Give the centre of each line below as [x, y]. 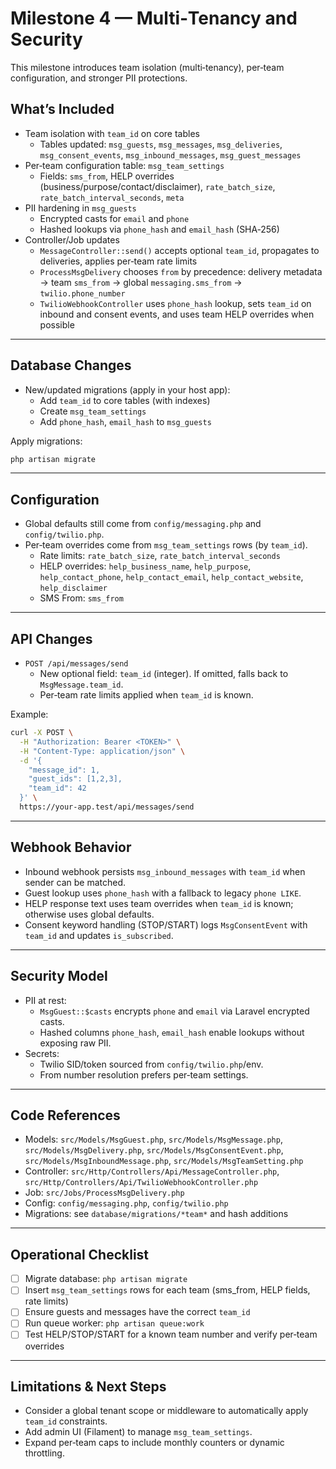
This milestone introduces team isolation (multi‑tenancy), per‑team [147, 67]
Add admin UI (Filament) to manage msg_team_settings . [138, 1432]
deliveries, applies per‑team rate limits [118, 261]
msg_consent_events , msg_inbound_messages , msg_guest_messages [170, 154]
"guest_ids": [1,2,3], [75, 779]
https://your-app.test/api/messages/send [107, 807]
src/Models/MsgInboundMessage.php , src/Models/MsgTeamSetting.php [164, 1161]
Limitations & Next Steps [88, 1386]
